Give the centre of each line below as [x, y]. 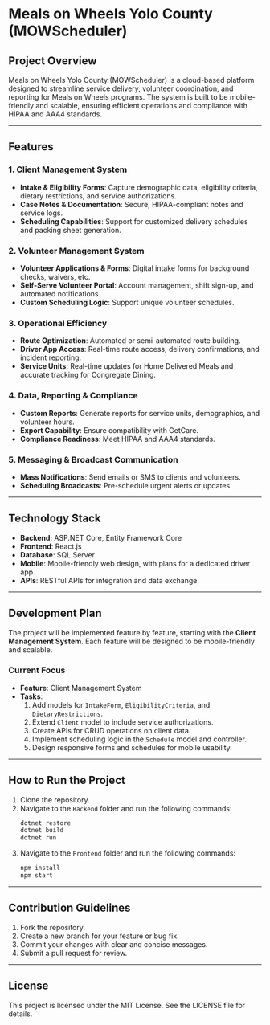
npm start [37, 876]
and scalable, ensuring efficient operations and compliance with [141, 106]
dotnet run [38, 838]
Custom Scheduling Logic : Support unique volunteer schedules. [127, 302]
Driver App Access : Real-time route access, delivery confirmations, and [139, 349]
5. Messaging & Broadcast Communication [93, 459]
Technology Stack [55, 519]
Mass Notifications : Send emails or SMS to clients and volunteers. [130, 477]
